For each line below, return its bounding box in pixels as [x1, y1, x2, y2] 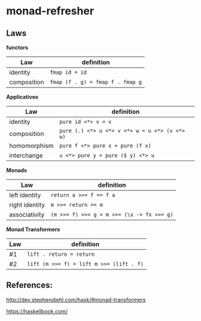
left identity [9, 191, 41, 199]
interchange [9, 152, 43, 159]
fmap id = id [50, 69, 87, 75]
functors [6, 44, 29, 51]
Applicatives [6, 93, 39, 100]
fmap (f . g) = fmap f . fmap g [50, 79, 142, 85]
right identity [9, 201, 45, 209]
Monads [6, 166, 28, 174]
